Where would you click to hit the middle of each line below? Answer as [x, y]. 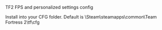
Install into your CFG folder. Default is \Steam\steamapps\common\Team [81, 17]
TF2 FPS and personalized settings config [49, 7]
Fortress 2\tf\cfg [22, 22]
